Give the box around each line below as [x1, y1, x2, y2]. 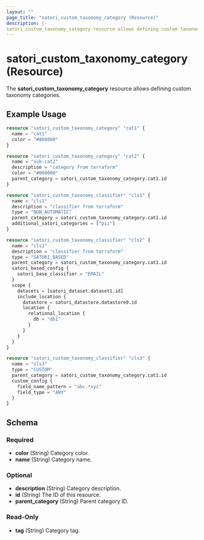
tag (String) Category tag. [15, 527, 80, 534]
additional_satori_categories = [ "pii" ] [12, 220, 115, 227]
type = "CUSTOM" [12, 367, 53, 373]
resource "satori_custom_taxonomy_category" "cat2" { [6, 153, 146, 159]
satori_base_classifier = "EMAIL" [17, 271, 104, 277]
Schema [6, 417, 38, 428]
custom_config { [12, 378, 53, 384]
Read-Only [6, 513, 39, 521]
